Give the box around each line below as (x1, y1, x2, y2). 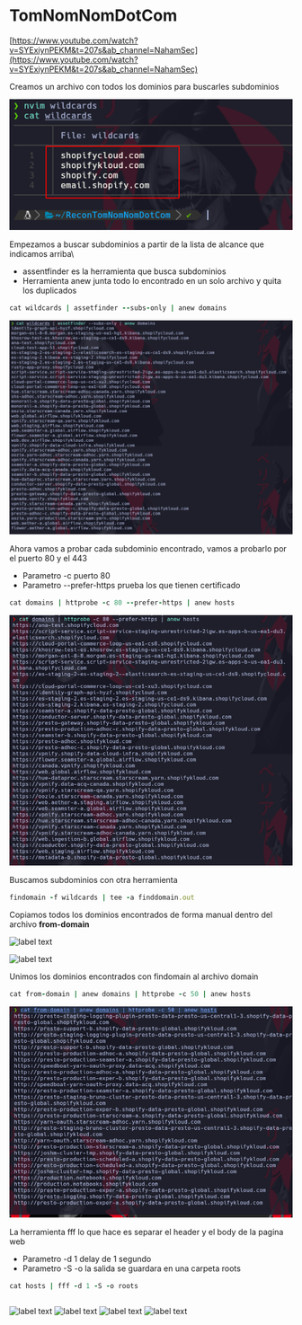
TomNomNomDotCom (9, 5, 178, 26)
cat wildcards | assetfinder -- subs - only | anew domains (9, 303, 227, 313)
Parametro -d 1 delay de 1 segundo (22, 1253, 152, 1264)
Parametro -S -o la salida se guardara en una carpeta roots (22, 1263, 241, 1274)
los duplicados (22, 285, 77, 296)
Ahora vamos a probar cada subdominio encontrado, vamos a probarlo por (9, 543, 288, 554)
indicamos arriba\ (9, 248, 75, 259)
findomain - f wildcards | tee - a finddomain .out (9, 893, 195, 903)
